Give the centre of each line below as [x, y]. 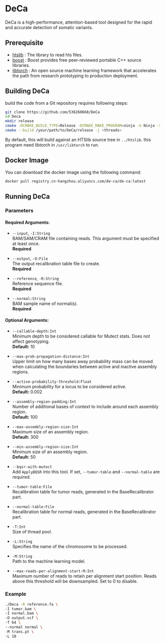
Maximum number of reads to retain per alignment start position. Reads [84, 576]
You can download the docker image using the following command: [73, 172]
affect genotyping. [31, 341]
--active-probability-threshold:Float [52, 382]
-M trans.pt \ [20, 632]
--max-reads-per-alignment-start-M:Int [53, 571]
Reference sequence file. [38, 284]
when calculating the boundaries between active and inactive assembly [84, 367]
